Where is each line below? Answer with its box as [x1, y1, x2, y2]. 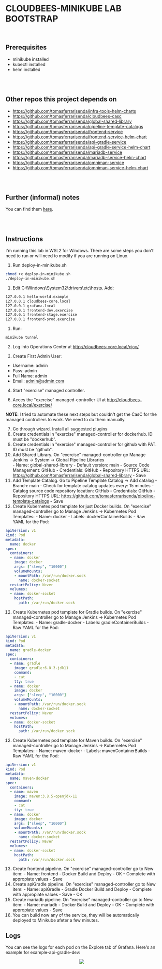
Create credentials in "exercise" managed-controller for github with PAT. [12, 442, 157, 447]
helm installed [12, 66, 41, 72]
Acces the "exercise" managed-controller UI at [12, 397, 106, 403]
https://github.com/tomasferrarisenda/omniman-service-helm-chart [12, 164, 148, 170]
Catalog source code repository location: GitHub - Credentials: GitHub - [12, 488, 156, 494]
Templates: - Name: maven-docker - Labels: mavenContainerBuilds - [12, 748, 150, 754]
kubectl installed [12, 61, 45, 67]
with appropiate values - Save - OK [12, 891, 83, 898]
